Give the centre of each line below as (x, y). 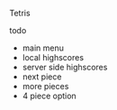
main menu (43, 48)
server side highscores (65, 67)
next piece (42, 77)
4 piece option (49, 96)
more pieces (45, 86)
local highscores (53, 57)
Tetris (20, 13)
